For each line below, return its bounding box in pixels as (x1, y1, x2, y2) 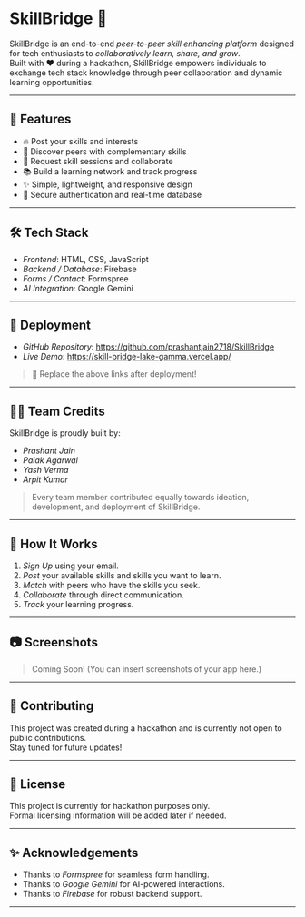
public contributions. (9, 732, 87, 743)
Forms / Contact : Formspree (22, 272, 129, 284)
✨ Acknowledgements (9, 844, 139, 861)
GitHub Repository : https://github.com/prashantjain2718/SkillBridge (22, 341, 275, 352)
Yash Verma (22, 465, 69, 476)
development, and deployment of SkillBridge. (31, 501, 201, 512)
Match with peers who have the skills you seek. (22, 580, 201, 590)
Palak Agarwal (22, 455, 79, 466)
